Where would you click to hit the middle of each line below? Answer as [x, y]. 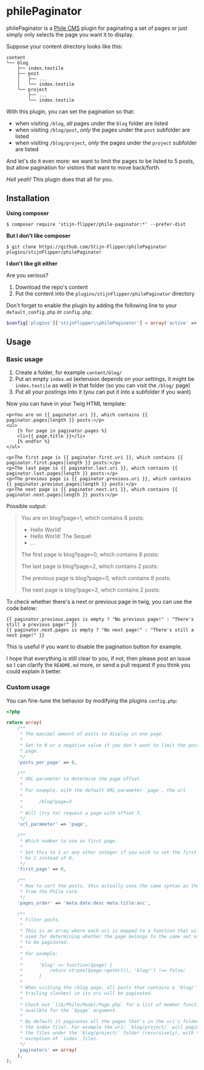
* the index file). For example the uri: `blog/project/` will [101, 1027]
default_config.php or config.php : [49, 311]
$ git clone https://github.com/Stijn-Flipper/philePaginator [87, 247]
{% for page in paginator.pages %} [62, 431]
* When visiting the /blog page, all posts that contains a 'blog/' [108, 988]
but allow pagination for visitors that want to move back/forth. [83, 167]
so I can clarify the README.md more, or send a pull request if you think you [98, 665]
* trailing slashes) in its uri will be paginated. [87, 993]
